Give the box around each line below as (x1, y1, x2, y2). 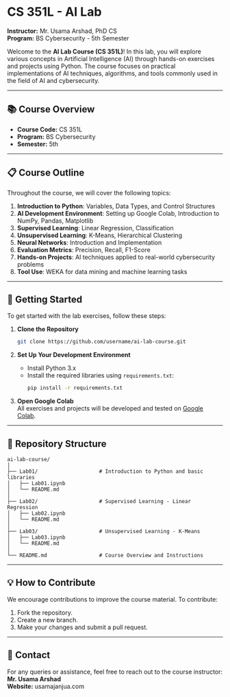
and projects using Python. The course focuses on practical (7, 62, 176, 70)
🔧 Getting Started (7, 293, 83, 305)
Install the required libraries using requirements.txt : (27, 371, 175, 380)
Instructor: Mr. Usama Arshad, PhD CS (7, 27, 118, 35)
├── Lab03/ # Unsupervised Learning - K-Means (7, 528, 201, 535)
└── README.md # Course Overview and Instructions (7, 552, 204, 559)
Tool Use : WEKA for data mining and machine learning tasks (16, 267, 188, 276)
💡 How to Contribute (7, 577, 96, 589)
